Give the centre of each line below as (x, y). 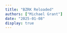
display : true (20, 23)
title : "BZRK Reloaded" (30, 9)
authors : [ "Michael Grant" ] (34, 14)
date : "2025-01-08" (25, 18)
